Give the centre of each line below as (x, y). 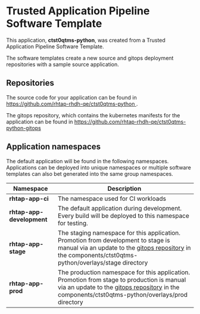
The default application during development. (120, 208)
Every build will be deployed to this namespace (123, 216)
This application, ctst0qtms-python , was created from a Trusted (86, 40)
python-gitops (24, 128)
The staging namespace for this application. (119, 232)
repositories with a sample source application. (62, 64)
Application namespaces (54, 147)
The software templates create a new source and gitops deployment (90, 58)
